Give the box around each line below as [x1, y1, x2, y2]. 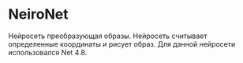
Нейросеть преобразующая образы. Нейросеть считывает [8, 31, 207, 40]
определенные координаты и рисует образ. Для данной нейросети [8, 39, 236, 48]
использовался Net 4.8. [8, 47, 88, 57]
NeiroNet [8, 5, 69, 23]
